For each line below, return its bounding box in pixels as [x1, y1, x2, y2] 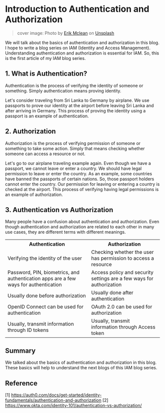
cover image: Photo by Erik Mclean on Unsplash [17, 30, 114, 36]
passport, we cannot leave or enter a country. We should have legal [5, 165, 142, 171]
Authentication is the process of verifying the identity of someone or [5, 83, 143, 88]
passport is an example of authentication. [5, 113, 89, 119]
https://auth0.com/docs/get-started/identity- [11, 392, 102, 398]
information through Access [91, 324, 156, 330]
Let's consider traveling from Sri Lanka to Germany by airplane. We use [5, 97, 150, 103]
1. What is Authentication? [5, 70, 87, 78]
